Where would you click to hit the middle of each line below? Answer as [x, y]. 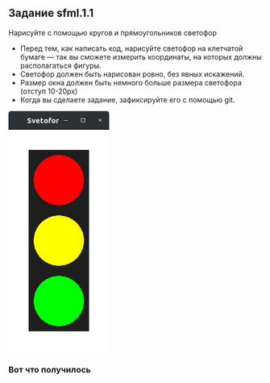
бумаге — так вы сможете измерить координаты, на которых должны [141, 56]
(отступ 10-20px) [49, 91]
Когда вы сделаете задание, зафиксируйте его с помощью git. [127, 99]
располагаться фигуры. [61, 65]
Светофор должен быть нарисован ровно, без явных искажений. [132, 74]
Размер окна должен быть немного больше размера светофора [131, 82]
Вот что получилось [50, 369]
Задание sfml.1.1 [51, 13]
